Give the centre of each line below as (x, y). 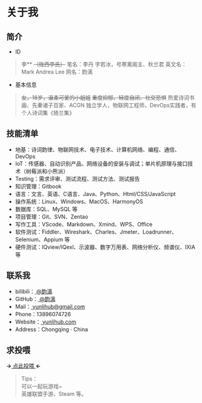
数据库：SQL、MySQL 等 (46, 209)
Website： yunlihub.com (45, 322)
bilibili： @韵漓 (34, 291)
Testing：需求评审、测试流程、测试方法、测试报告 (78, 178)
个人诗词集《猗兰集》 (48, 113)
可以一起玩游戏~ (42, 387)
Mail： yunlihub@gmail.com (50, 306)
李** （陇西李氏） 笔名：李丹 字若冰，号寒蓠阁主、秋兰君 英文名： (104, 64)
